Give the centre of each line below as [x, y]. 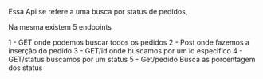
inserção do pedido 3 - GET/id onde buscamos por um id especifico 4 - [126, 51]
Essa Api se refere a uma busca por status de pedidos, [98, 12]
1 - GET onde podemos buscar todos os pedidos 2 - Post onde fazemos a [129, 42]
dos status [26, 68]
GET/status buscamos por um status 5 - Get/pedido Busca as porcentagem [132, 59]
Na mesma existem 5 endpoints [60, 27]
